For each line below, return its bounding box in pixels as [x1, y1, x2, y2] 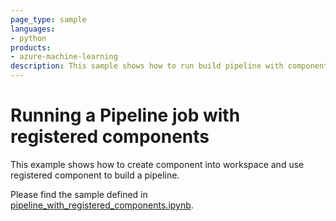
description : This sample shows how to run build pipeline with [10, 61, 284, 71]
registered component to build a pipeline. [10, 169, 180, 181]
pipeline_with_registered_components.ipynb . [10, 199, 194, 211]
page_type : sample [10, 14, 87, 25]
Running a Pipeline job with [10, 104, 241, 127]
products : [10, 42, 52, 53]
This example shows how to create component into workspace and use [10, 158, 305, 170]
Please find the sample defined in [10, 188, 148, 200]
